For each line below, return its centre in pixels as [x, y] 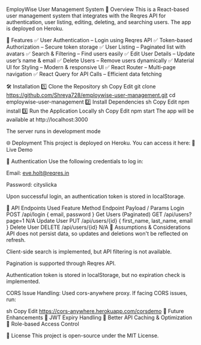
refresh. [16, 240]
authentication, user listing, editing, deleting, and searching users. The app [99, 22]
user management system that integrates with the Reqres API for [86, 16]
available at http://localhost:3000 [47, 120]
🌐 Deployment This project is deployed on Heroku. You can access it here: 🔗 [101, 143]
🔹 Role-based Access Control [43, 324]
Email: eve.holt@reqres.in [38, 173]
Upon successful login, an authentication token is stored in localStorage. [96, 196]
